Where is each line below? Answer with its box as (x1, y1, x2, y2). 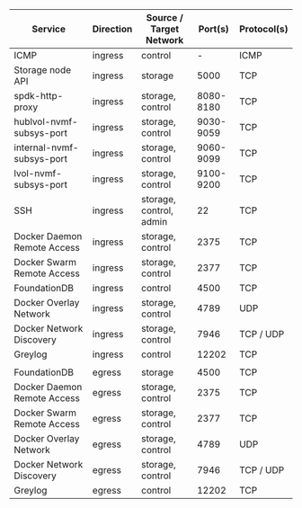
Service (31, 22, 66, 35)
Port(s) (198, 22, 229, 35)
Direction (92, 22, 133, 35)
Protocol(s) (239, 22, 289, 35)
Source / (146, 12, 184, 23)
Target (150, 22, 180, 35)
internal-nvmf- (13, 141, 79, 154)
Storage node (13, 64, 72, 76)
